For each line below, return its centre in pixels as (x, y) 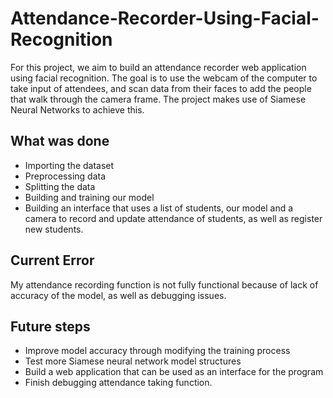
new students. (54, 229)
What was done (60, 141)
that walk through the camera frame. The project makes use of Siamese (158, 99)
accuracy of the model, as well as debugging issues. (118, 295)
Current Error (52, 260)
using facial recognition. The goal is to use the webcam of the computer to (164, 78)
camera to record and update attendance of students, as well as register (173, 218)
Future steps (50, 326)
